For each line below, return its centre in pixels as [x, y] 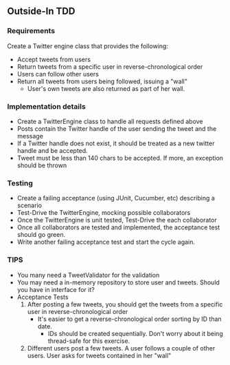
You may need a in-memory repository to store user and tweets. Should [118, 282]
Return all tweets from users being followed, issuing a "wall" [102, 81]
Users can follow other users [58, 74]
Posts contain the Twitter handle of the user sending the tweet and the [117, 128]
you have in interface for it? [56, 289]
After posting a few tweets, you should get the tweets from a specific [125, 304]
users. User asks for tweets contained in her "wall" [99, 355]
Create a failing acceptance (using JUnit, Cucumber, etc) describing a [116, 198]
